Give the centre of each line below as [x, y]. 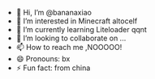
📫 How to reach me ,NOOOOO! [69, 47]
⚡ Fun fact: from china [53, 68]
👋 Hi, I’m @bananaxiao [54, 12]
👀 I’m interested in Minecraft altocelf [77, 21]
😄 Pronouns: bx [43, 59]
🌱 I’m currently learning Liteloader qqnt [82, 29]
